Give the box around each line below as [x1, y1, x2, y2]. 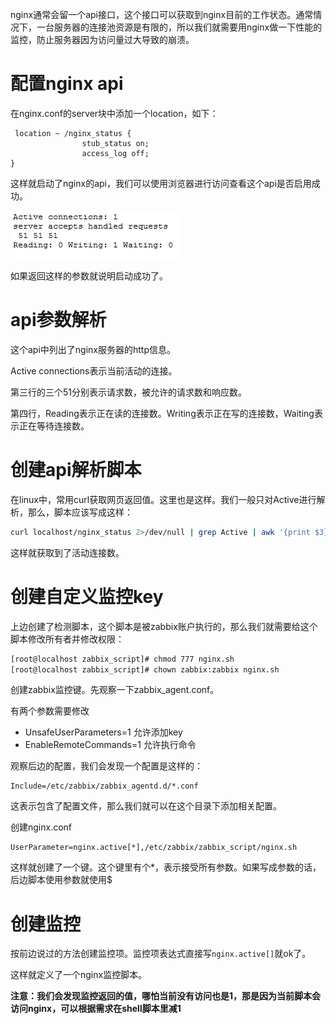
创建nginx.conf [10, 821, 73, 833]
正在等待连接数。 [18, 419, 90, 432]
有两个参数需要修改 [10, 705, 90, 717]
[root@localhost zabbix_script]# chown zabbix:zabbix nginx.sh [10, 664, 280, 675]
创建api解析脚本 [10, 459, 142, 482]
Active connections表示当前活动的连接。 [10, 364, 178, 377]
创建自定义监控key [10, 585, 164, 608]
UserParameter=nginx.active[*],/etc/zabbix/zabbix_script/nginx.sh [10, 843, 298, 853]
